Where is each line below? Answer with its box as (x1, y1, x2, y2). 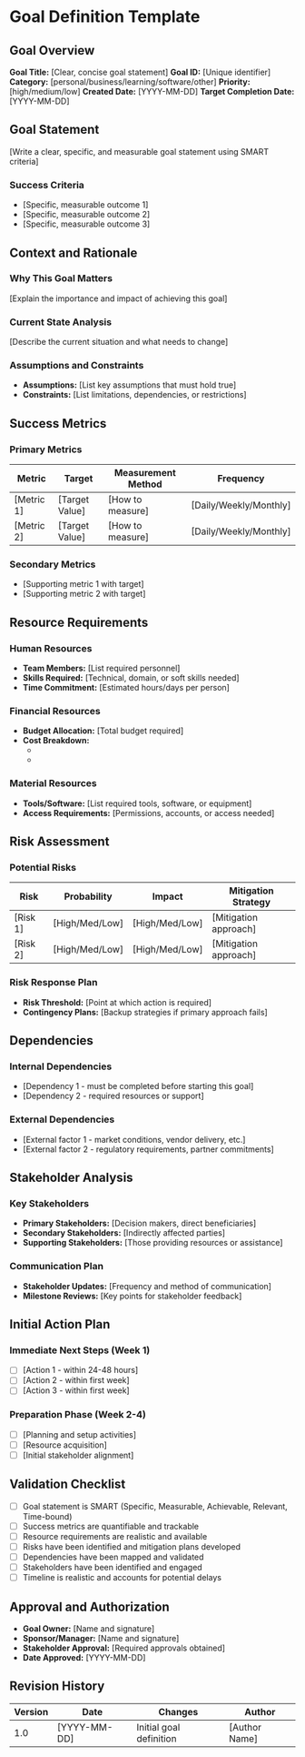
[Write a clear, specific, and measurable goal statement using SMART (9, 146, 270, 157)
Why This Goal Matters (9, 272, 113, 285)
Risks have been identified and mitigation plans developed (22, 1540, 241, 1552)
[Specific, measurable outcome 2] (22, 209, 151, 220)
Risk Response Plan (9, 976, 98, 989)
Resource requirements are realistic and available (22, 1530, 208, 1541)
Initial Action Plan (9, 1317, 111, 1332)
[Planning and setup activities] (22, 1429, 137, 1439)
